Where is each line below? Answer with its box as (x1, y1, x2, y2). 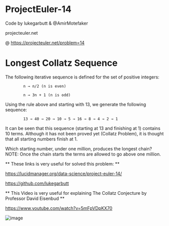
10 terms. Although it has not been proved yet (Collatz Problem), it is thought (5, 130, 164, 136)
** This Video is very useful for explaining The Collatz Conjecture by (5, 190, 147, 196)
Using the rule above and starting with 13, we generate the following (5, 101, 146, 107)
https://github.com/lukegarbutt (5, 180, 69, 186)
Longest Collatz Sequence (5, 57, 118, 69)
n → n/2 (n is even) (23, 84, 66, 89)
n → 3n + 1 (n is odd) (23, 92, 71, 98)
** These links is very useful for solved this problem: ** (5, 161, 120, 167)
